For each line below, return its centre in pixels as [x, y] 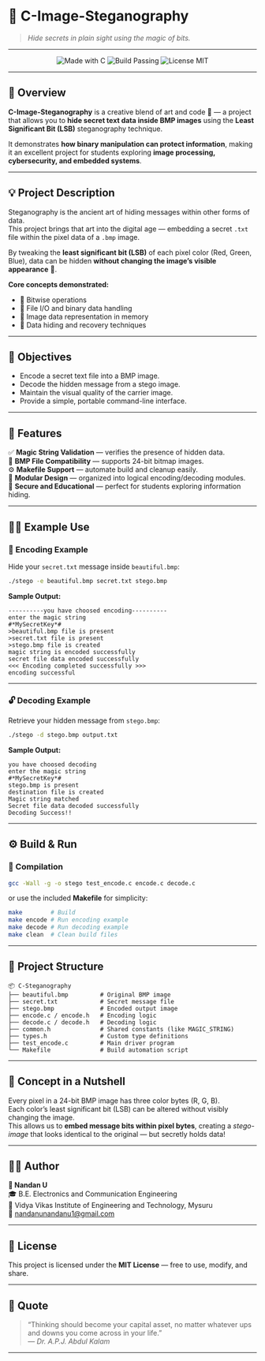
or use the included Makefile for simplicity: [78, 898]
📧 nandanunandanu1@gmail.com [62, 1213]
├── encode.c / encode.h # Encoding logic [82, 1015]
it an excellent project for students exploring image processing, [112, 152]
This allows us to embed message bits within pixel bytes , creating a [120, 1125]
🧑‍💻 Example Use [49, 527]
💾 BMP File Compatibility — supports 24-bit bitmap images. [106, 462]
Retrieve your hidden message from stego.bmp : [84, 720]
